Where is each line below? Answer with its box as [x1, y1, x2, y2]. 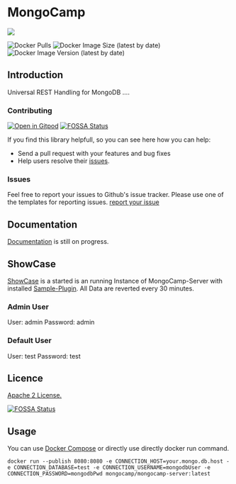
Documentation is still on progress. [7, 237, 109, 246]
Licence [7, 372, 44, 384]
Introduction [7, 69, 64, 81]
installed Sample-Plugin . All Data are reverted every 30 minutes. [7, 284, 195, 293]
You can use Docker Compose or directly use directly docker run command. [7, 444, 230, 453]
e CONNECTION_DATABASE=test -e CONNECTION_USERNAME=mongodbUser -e [7, 464, 211, 471]
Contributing [7, 106, 52, 116]
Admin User [7, 302, 50, 312]
